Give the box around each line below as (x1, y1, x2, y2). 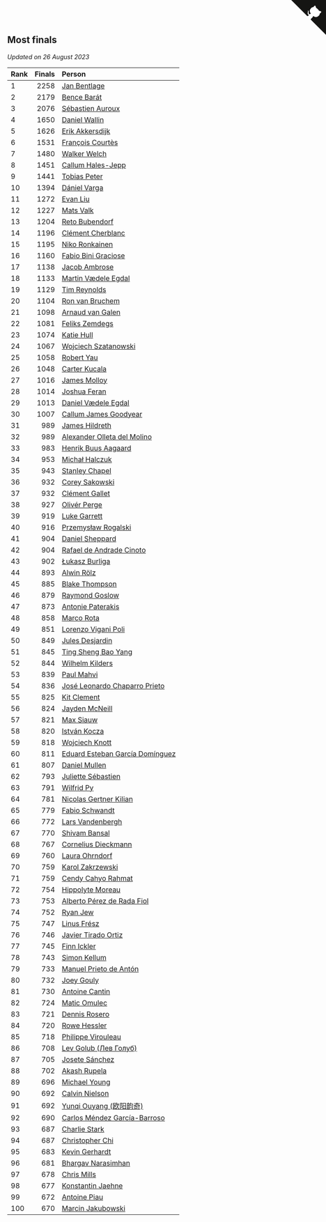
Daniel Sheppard (61, 534, 116, 543)
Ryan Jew (61, 907, 94, 917)
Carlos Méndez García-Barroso (61, 1113, 165, 1122)
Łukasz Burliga (61, 556, 111, 566)
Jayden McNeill (61, 704, 113, 713)
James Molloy (61, 375, 108, 385)
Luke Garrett (61, 511, 103, 520)
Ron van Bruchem (61, 296, 121, 306)
